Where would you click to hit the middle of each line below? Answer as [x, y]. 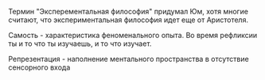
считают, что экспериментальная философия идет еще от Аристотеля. [129, 20]
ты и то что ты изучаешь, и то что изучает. [80, 44]
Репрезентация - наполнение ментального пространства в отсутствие [129, 59]
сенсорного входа [39, 67]
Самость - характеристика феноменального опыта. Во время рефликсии [133, 35]
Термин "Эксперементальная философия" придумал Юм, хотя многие [129, 11]
